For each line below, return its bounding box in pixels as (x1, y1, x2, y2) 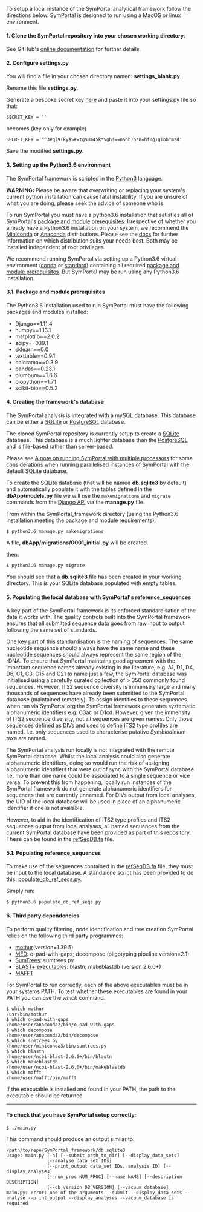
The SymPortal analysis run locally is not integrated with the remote (6, 746, 175, 754)
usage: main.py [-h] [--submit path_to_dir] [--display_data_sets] (6, 1152, 180, 1159)
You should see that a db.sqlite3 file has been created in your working (6, 573, 182, 581)
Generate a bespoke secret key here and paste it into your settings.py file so (6, 96, 196, 104)
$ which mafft (6, 1070, 42, 1076)
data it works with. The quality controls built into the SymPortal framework (6, 614, 192, 621)
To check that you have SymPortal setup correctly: (6, 1111, 137, 1119)
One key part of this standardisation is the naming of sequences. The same (6, 638, 193, 645)
